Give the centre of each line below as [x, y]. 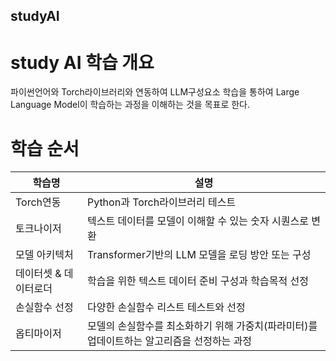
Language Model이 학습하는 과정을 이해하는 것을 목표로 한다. [130, 105]
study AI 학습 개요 [82, 62]
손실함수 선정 [44, 307]
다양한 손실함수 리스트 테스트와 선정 [166, 307]
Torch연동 [38, 202]
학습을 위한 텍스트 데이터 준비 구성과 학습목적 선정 [197, 281]
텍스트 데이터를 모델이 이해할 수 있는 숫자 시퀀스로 [197, 221]
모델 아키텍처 [44, 255]
